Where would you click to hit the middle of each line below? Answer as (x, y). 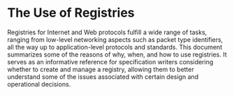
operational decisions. (39, 84)
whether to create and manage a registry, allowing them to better (101, 69)
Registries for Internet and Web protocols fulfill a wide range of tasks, (107, 32)
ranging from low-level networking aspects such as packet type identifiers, (115, 39)
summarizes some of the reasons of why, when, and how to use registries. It (117, 54)
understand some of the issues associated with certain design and (103, 76)
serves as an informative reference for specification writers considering (110, 61)
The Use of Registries (71, 13)
